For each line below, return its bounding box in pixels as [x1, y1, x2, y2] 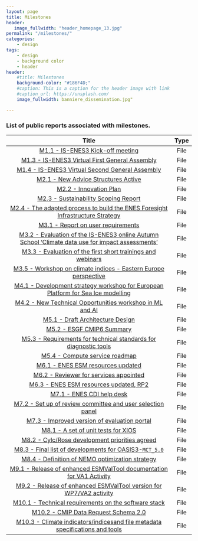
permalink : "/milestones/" [6, 31, 72, 37]
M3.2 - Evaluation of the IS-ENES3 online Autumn [19, 230, 159, 239]
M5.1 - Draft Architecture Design [42, 315, 136, 324]
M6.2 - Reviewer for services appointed [33, 370, 145, 379]
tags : [6, 47, 19, 53]
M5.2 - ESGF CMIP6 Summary [46, 325, 132, 333]
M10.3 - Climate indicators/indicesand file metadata [16, 517, 162, 526]
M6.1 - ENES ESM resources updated [36, 361, 141, 369]
